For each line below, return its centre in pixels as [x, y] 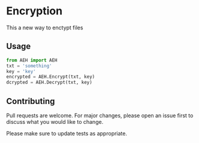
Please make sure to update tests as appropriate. [67, 133]
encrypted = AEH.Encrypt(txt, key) [51, 77]
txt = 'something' [29, 66]
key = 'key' [21, 71]
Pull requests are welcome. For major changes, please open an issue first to [100, 115]
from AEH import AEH [32, 60]
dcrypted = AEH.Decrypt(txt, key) [49, 83]
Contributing [31, 101]
